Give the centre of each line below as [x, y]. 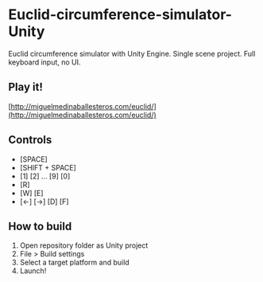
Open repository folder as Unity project [84, 245]
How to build [40, 226]
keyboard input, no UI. [44, 62]
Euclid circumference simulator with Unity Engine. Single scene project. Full [132, 53]
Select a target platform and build [74, 262]
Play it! [26, 87]
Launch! [33, 271]
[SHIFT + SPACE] [48, 167]
